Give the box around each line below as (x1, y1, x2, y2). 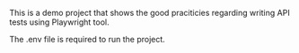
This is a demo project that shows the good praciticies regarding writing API (9, 8, 290, 18)
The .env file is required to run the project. (9, 34, 166, 44)
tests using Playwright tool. (9, 17, 110, 27)
